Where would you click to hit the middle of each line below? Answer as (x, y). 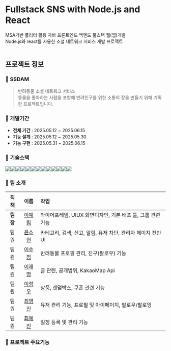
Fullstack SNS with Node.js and (73, 9)
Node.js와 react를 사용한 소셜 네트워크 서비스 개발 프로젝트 (64, 41)
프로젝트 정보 (25, 65)
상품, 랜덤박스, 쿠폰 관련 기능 (73, 288)
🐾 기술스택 (17, 158)
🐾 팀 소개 (16, 183)
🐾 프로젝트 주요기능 (27, 342)
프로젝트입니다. (38, 104)
